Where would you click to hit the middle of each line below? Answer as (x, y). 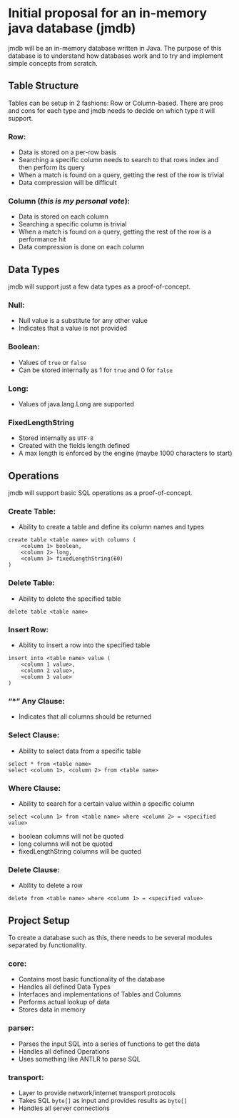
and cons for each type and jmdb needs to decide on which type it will (112, 110)
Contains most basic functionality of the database (92, 979)
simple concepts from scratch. (53, 63)
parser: (21, 1028)
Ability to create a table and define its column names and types (111, 527)
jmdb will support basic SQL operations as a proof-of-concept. (100, 493)
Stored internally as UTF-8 (56, 438)
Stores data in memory (52, 1009)
